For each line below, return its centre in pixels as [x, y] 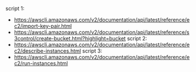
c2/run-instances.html [41, 63]
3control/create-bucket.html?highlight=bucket [70, 38]
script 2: [137, 38]
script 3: [92, 51]
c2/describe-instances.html [48, 51]
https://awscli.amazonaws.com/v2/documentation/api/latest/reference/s [102, 32]
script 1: [15, 8]
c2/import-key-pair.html [43, 26]
